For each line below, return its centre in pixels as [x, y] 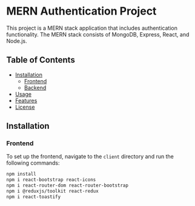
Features [26, 100]
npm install [21, 174]
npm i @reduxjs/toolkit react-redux [52, 191]
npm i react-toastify [34, 197]
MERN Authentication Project [81, 11]
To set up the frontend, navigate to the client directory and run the [90, 157]
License [25, 107]
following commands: [33, 163]
